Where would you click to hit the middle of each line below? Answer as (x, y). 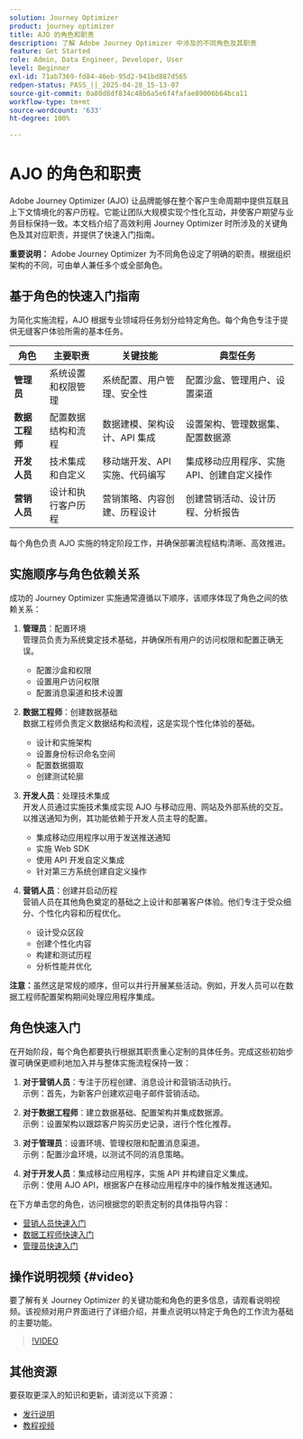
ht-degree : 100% (40, 118)
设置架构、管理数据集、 (235, 424)
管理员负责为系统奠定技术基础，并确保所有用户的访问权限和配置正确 (149, 639)
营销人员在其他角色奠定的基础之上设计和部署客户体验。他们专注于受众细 (156, 901)
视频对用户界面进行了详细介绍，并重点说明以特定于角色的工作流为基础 (163, 1312)
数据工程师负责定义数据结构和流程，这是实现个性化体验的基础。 (141, 723)
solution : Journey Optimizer (64, 18)
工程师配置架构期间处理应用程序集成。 (88, 996)
